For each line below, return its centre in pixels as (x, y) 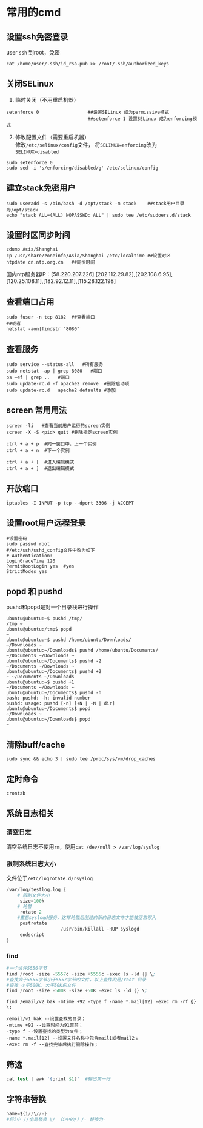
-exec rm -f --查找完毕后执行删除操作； (52, 1045)
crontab (16, 793)
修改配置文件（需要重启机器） (52, 137)
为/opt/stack (22, 210)
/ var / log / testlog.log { (36, 889)
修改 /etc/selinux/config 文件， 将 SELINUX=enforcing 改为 (86, 144)
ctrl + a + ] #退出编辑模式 (40, 468)
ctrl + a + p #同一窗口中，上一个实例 (52, 444)
